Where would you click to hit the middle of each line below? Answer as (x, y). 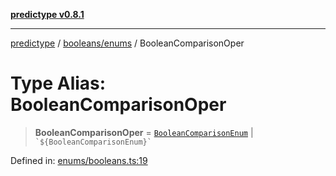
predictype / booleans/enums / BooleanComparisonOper (127, 43)
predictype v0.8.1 (47, 14)
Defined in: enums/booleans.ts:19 (79, 160)
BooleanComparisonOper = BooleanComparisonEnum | (144, 132)
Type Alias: (58, 83)
